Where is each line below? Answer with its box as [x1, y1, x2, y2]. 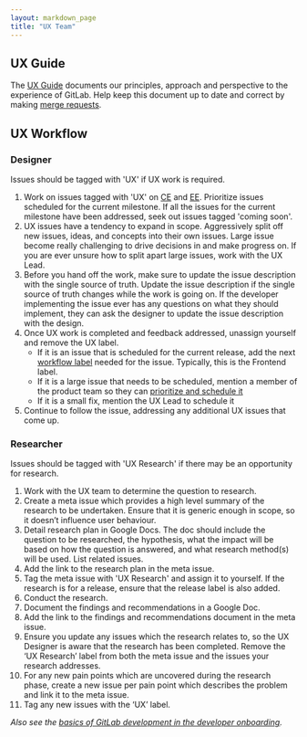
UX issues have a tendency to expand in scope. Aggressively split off [23, 221, 283, 231]
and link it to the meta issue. [23, 690, 130, 700]
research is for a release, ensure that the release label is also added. [23, 583, 281, 594]
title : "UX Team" [10, 22, 77, 31]
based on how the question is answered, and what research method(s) [23, 544, 290, 555]
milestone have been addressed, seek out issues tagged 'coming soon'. [23, 211, 293, 222]
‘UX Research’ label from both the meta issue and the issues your [23, 650, 270, 662]
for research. [10, 468, 59, 479]
